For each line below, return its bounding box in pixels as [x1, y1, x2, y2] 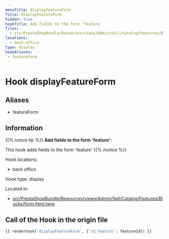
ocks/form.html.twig [12, 201, 55, 207]
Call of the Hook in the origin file [5, 215, 108, 224]
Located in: [5, 186, 29, 192]
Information [5, 124, 43, 132]
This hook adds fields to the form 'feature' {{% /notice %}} [5, 147, 127, 153]
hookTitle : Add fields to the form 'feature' [5, 21, 102, 27]
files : [5, 26, 19, 31]
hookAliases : [5, 49, 33, 54]
